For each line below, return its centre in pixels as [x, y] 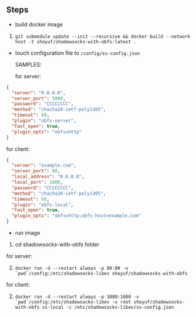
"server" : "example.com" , [44, 166]
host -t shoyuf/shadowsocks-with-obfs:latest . [75, 41]
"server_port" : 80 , [36, 171]
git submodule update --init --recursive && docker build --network [103, 36]
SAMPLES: [28, 64]
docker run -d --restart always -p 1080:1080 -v [77, 297]
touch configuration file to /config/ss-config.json [77, 53]
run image [27, 233]
